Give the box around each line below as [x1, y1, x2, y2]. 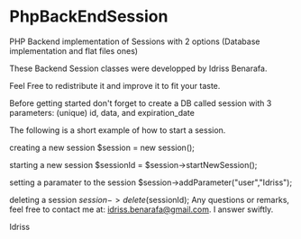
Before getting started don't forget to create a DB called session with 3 [9, 97, 272, 109]
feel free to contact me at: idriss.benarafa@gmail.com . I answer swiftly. [9, 204, 274, 215]
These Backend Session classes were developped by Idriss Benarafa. [9, 63, 268, 74]
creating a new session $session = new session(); [9, 142, 196, 153]
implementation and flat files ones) [9, 45, 138, 56]
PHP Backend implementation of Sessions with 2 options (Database [9, 36, 260, 47]
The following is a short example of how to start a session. [9, 124, 226, 136]
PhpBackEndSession [9, 6, 169, 27]
